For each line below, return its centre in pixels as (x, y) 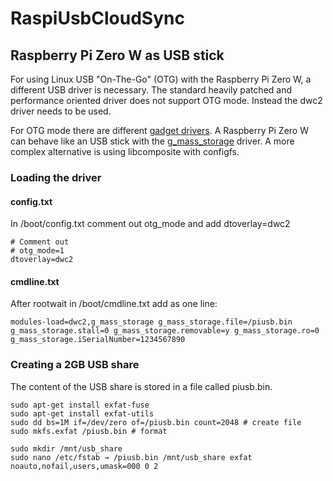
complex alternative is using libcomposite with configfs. (125, 151)
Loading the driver (56, 177)
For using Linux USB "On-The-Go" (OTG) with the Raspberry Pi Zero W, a (161, 79)
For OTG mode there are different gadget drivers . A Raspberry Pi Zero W (159, 130)
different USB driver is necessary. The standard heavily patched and (151, 90)
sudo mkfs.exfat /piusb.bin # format (89, 431)
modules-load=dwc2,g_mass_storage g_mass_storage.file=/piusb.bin (151, 322)
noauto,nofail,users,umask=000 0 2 (84, 466)
